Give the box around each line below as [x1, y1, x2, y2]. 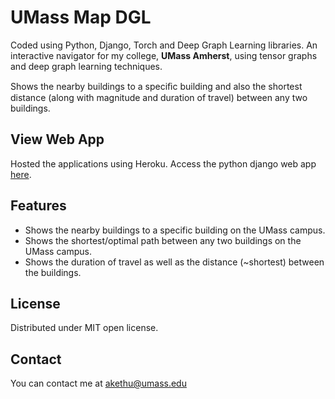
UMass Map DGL [10, 6, 152, 29]
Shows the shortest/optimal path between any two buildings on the [24, 234, 302, 246]
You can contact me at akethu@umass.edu [10, 377, 187, 390]
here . [10, 168, 32, 180]
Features [10, 197, 67, 215]
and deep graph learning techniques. [10, 60, 163, 72]
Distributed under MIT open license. [10, 322, 159, 334]
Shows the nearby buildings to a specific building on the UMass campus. [24, 224, 326, 236]
